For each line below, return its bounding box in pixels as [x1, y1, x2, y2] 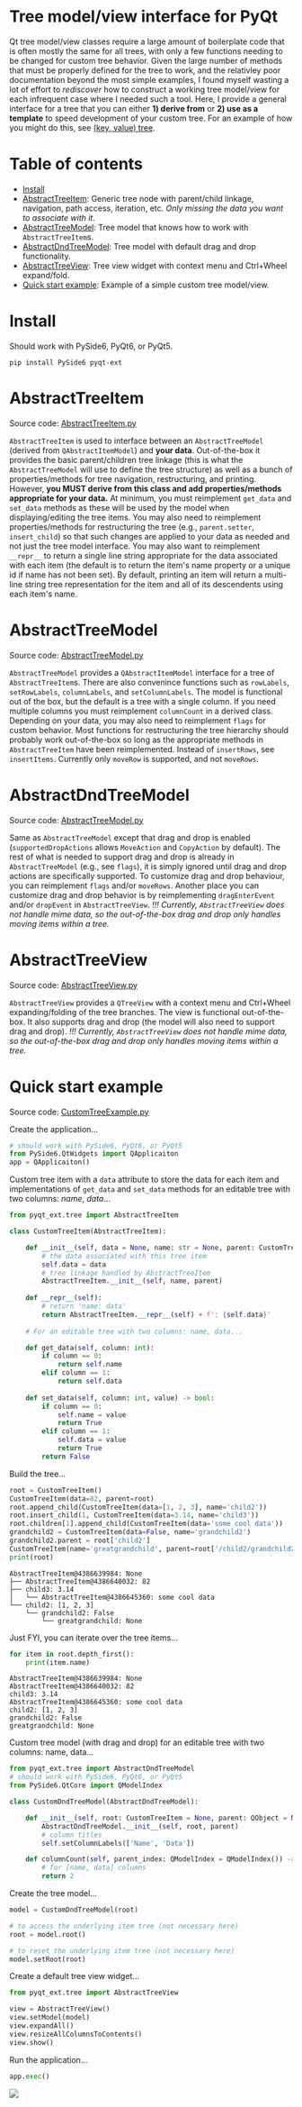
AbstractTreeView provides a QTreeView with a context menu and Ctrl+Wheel [9, 997, 291, 1008]
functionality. [22, 250, 71, 261]
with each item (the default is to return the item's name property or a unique [9, 559, 290, 570]
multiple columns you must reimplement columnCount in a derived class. [9, 705, 273, 716]
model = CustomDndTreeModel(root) [9, 1905, 139, 1914]
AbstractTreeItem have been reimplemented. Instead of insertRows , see [9, 743, 275, 754]
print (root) [9, 1552, 54, 1562]
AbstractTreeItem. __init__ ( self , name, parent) [41, 1276, 223, 1285]
